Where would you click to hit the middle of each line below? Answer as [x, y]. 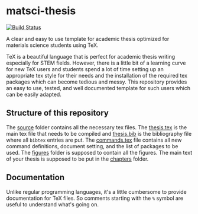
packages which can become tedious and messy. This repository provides [97, 82]
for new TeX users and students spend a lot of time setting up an [85, 69]
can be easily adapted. [34, 94]
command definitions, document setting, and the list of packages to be [92, 146]
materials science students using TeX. [52, 45]
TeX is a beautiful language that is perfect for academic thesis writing [91, 56]
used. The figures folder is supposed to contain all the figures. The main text [99, 152]
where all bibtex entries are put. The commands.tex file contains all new [94, 140]
